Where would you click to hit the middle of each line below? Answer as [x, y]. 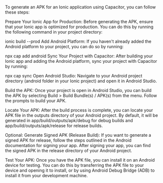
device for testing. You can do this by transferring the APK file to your [74, 165]
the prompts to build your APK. [36, 101]
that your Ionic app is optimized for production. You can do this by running [79, 27]
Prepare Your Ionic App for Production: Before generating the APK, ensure [79, 22]
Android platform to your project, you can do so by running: [64, 46]
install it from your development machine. [47, 175]
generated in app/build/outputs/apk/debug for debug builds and [69, 120]
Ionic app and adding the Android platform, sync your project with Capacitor [81, 61]
